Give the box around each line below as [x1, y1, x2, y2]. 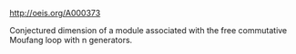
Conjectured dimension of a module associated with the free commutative [9, 25, 288, 35]
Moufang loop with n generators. [9, 35, 133, 45]
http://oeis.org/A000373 [9, 8, 101, 18]
